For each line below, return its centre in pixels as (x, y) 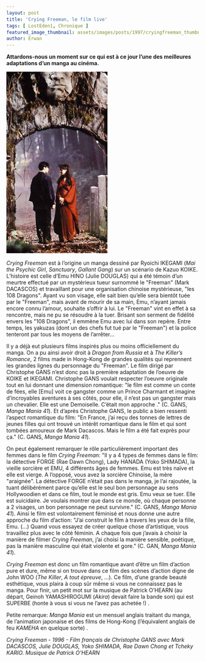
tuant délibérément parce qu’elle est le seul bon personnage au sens (92, 488)
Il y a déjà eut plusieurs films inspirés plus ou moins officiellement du (93, 346)
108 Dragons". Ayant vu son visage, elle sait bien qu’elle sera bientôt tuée (98, 295)
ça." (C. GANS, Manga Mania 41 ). (48, 437)
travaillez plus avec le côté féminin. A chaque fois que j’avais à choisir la (97, 533)
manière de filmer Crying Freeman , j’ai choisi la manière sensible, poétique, (101, 539)
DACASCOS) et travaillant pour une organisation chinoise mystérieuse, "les (100, 289)
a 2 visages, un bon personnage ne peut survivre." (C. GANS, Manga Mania (102, 507)
